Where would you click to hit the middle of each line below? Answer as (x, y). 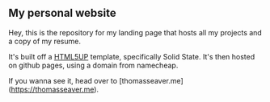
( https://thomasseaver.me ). (54, 89)
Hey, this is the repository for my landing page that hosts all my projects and (135, 32)
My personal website (63, 13)
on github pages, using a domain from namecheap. (93, 65)
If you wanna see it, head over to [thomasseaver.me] (96, 80)
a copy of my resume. (45, 41)
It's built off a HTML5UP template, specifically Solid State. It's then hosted (132, 56)
